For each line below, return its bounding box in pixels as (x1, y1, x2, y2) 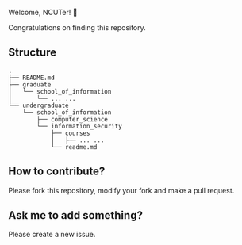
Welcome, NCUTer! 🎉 (8, 8, 78, 17)
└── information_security (36, 122, 123, 130)
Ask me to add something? (8, 209, 143, 222)
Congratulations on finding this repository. (8, 23, 147, 32)
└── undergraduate (8, 101, 69, 109)
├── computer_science (36, 115, 109, 123)
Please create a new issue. (8, 230, 96, 239)
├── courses (50, 129, 90, 137)
